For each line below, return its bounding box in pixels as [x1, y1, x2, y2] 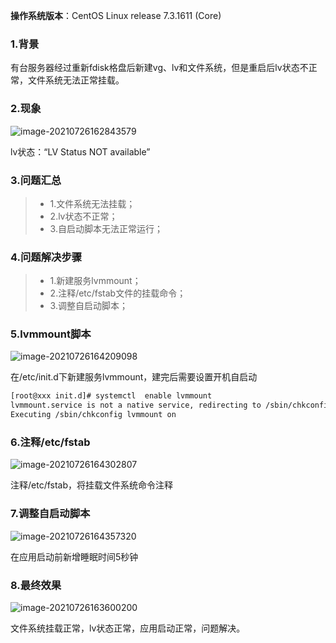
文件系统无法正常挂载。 [27, 74, 125, 86]
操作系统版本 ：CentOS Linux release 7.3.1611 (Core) [10, 10, 222, 21]
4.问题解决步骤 [10, 250, 83, 264]
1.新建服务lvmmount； [49, 275, 142, 287]
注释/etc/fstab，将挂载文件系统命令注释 [10, 479, 174, 491]
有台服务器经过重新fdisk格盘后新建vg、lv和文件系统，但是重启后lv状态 [10, 62, 300, 74]
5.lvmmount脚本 [10, 327, 92, 341]
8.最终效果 [10, 578, 62, 592]
